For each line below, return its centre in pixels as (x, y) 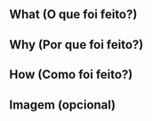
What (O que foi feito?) (73, 15)
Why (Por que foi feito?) (76, 45)
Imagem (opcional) (63, 105)
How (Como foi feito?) (71, 75)
